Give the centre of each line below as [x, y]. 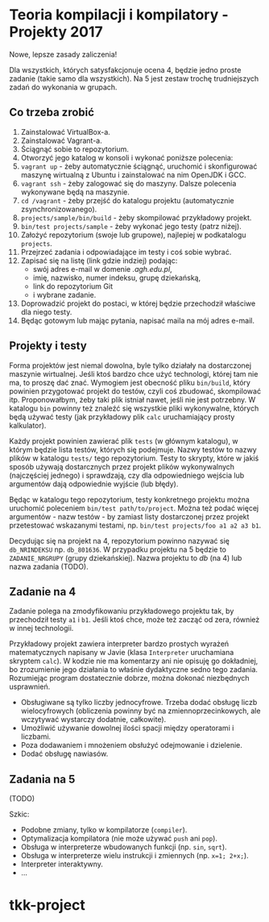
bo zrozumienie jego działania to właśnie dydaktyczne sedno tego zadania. [134, 670]
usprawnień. [30, 686]
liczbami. [36, 736]
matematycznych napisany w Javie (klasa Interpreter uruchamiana [122, 653]
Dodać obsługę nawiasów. [64, 754]
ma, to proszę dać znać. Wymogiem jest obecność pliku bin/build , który [130, 382]
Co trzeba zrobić [52, 113]
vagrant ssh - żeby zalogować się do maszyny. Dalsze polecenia [128, 183]
